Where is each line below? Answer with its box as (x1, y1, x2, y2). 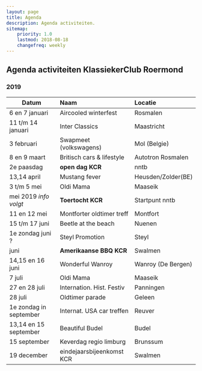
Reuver (134, 307, 155, 315)
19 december (9, 351, 48, 359)
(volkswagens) (60, 143, 102, 151)
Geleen (134, 293, 155, 301)
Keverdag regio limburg (60, 337, 126, 346)
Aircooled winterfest (60, 108, 117, 117)
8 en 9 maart (9, 153, 46, 161)
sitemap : (6, 25, 28, 32)
